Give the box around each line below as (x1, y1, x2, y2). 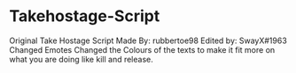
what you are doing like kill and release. (9, 54, 153, 64)
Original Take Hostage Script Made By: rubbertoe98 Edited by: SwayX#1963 (9, 35, 288, 46)
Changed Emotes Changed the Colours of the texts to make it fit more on (9, 44, 276, 55)
